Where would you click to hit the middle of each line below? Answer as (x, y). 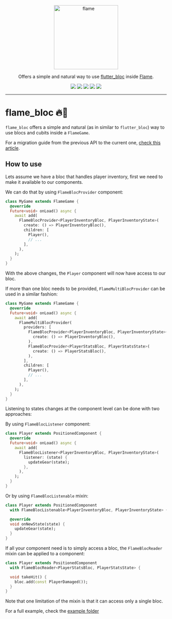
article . (13, 148)
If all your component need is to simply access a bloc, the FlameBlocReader (84, 548)
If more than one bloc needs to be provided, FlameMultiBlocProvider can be (85, 288)
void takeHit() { (28, 577)
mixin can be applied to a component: (45, 554)
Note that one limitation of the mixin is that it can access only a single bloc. (84, 601)
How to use (24, 164)
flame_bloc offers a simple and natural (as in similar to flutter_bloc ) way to (85, 127)
